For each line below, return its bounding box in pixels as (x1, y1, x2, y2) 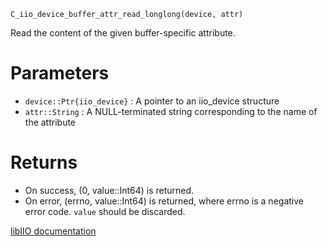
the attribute (24, 116, 77, 128)
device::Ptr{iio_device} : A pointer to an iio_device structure (24, 95, 280, 107)
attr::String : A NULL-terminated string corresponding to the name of (24, 105, 318, 117)
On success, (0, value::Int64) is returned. (24, 184, 195, 196)
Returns (10, 151, 78, 174)
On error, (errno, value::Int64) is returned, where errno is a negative (24, 195, 304, 207)
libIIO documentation (10, 225, 97, 237)
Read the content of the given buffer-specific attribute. (10, 27, 236, 39)
